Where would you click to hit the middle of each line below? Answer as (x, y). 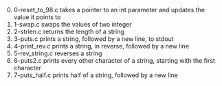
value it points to (37, 17)
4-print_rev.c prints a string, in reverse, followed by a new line (101, 46)
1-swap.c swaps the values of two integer (73, 24)
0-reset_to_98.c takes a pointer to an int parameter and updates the (109, 10)
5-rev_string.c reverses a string (58, 53)
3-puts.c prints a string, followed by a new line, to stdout (93, 39)
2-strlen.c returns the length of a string (69, 31)
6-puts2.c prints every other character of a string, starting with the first (114, 60)
